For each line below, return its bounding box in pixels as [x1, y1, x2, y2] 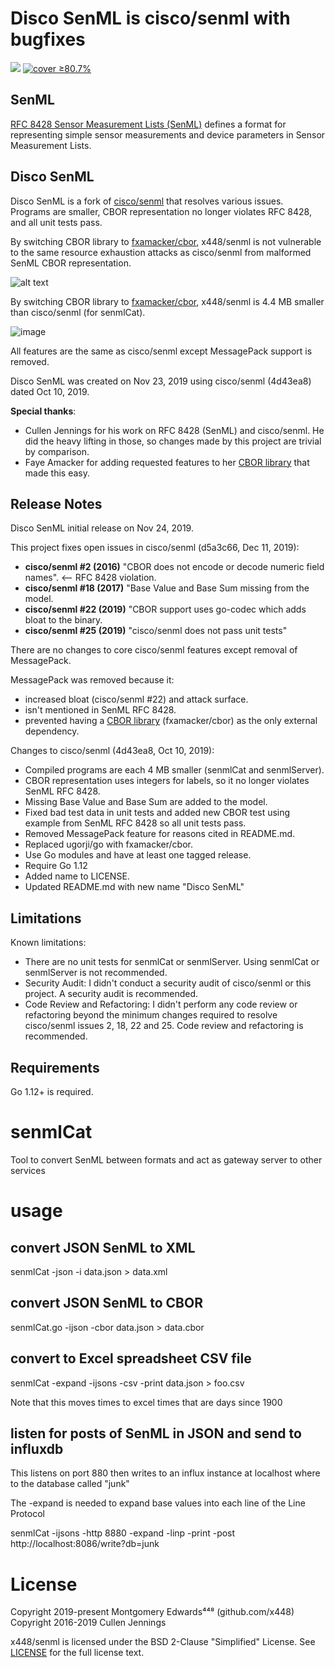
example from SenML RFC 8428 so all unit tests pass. [24, 817, 247, 829]
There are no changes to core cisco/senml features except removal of [10, 644, 298, 656]
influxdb [10, 1440, 64, 1457]
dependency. [24, 725, 80, 737]
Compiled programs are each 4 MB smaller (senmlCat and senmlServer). [24, 764, 325, 776]
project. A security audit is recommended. [24, 988, 199, 1000]
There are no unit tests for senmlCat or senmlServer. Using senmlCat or [24, 956, 320, 968]
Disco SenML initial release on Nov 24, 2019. [10, 522, 194, 534]
